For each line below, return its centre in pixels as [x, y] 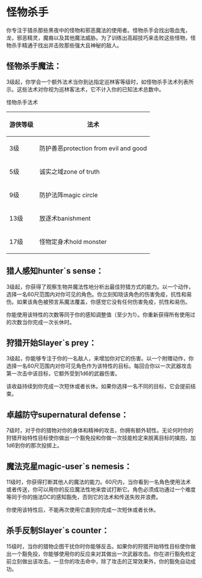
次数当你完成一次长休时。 [43, 322]
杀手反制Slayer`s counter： [58, 531]
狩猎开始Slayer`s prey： [52, 343]
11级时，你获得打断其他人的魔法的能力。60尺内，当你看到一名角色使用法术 [99, 482]
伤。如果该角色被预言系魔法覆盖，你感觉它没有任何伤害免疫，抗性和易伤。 [98, 301]
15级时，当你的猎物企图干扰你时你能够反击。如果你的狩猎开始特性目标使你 [98, 546]
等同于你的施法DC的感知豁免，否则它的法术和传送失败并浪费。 [84, 497]
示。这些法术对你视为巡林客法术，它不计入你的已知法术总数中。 [85, 89]
